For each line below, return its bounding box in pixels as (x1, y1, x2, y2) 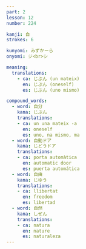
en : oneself (22, 126, 53, 132)
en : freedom (22, 194, 53, 200)
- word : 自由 (12, 171, 43, 177)
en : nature (22, 228, 50, 234)
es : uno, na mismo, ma (22, 132, 80, 138)
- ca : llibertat (17, 188, 59, 194)
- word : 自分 (12, 104, 43, 110)
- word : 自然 (12, 205, 43, 211)
